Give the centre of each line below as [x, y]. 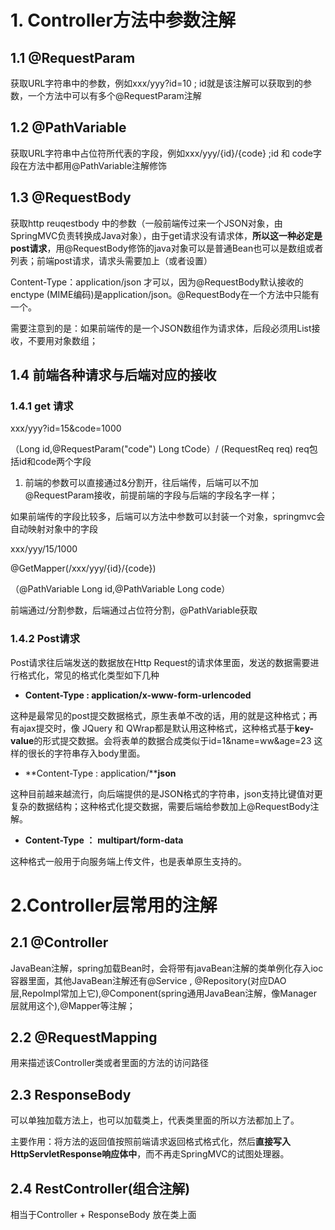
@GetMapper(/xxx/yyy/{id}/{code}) [83, 568]
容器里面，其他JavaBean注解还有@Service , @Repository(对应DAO [148, 980]
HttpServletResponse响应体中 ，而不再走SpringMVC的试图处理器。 [150, 1154]
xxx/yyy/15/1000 [44, 549]
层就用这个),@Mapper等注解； [73, 1005]
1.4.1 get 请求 [42, 406]
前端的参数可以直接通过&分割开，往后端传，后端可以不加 [141, 483]
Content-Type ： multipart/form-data [104, 840]
